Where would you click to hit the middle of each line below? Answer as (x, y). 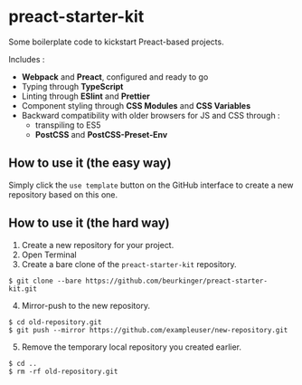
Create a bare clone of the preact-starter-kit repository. (129, 264)
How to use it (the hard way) (90, 223)
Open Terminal (49, 255)
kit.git (23, 289)
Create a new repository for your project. (98, 245)
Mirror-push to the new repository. (86, 305)
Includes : (27, 59)
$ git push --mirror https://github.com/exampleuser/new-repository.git (148, 330)
